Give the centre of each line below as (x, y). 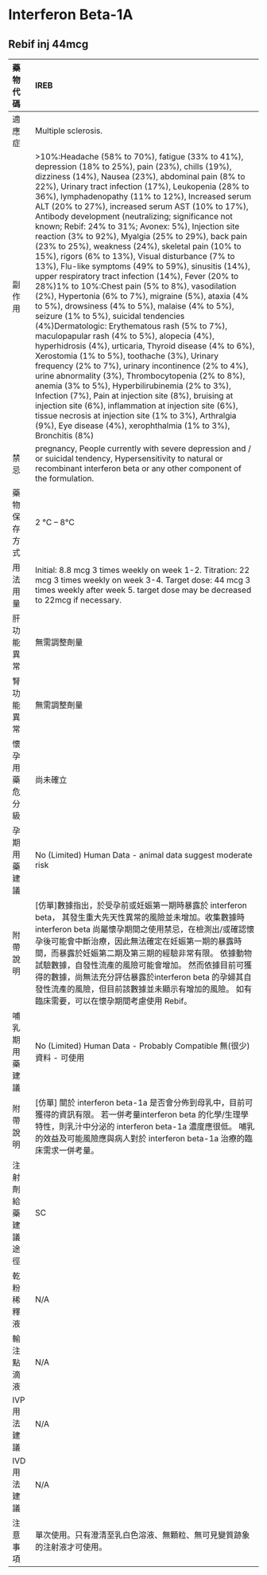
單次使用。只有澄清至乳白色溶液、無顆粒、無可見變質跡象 (142, 1535)
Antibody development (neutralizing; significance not (133, 216)
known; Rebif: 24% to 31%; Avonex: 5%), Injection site (137, 226)
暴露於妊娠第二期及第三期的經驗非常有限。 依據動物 (155, 953)
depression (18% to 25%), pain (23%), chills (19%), (133, 167)
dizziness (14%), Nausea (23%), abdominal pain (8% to (140, 177)
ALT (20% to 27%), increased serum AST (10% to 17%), (141, 206)
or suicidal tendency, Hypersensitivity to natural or (129, 458)
